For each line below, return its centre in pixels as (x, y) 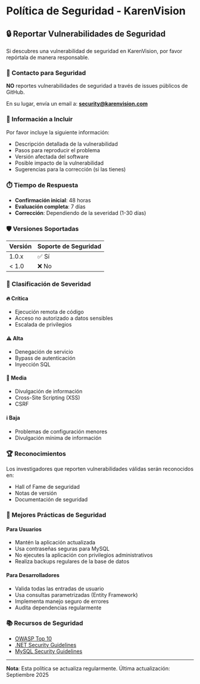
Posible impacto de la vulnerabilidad (59, 163)
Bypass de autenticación (45, 358)
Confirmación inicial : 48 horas (53, 200)
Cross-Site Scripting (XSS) (47, 398)
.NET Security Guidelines (46, 645)
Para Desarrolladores (33, 575)
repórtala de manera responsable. (48, 57)
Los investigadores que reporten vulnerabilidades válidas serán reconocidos (100, 469)
